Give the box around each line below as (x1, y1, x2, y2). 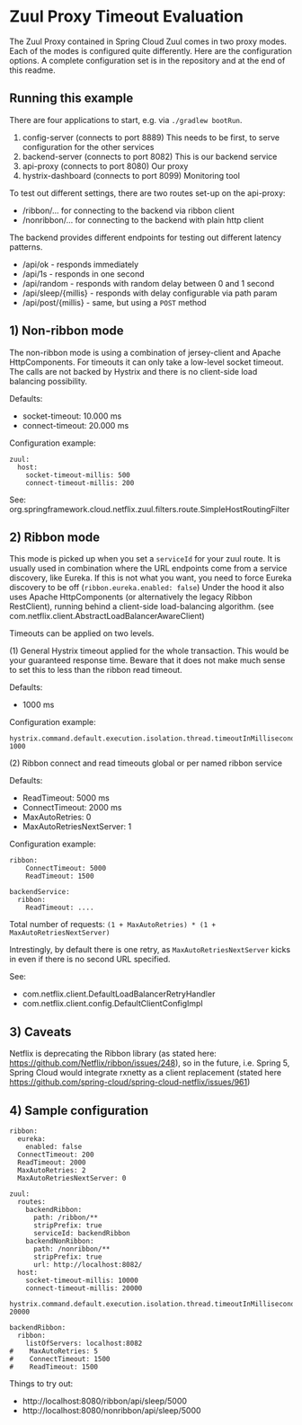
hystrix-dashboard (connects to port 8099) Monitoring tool (22, 170, 241, 181)
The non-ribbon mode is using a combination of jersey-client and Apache (9, 347, 281, 358)
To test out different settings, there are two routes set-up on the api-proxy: (9, 187, 286, 199)
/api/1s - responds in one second (22, 268, 145, 279)
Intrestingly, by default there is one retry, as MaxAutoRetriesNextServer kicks (9, 944, 290, 955)
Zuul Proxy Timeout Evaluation (9, 6, 244, 27)
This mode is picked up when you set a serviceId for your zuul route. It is (9, 553, 281, 564)
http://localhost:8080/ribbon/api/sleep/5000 (22, 1395, 187, 1406)
